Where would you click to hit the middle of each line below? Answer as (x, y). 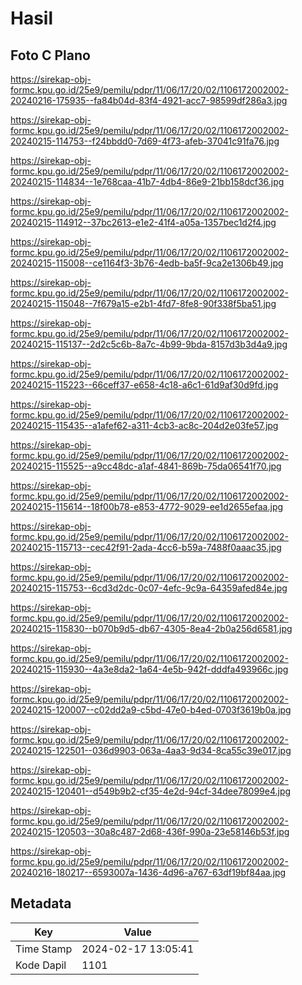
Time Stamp (44, 949)
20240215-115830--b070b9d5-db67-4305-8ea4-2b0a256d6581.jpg (151, 628)
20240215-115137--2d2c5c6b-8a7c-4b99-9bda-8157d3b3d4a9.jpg (149, 344)
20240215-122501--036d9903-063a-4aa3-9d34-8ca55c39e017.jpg (151, 750)
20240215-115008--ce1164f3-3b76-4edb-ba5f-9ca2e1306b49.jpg (147, 263)
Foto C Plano (50, 55)
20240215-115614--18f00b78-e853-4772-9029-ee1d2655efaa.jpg (147, 506)
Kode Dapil (41, 965)
